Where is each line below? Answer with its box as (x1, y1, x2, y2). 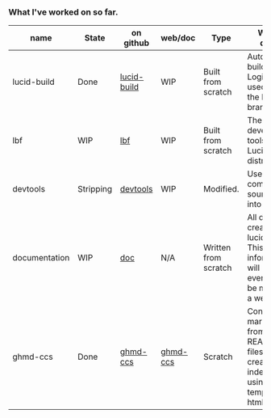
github (123, 37, 150, 49)
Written (202, 242, 231, 253)
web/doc (161, 32, 196, 44)
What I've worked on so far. (8, 6, 119, 18)
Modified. (202, 184, 240, 195)
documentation (12, 252, 70, 264)
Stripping (77, 184, 113, 195)
